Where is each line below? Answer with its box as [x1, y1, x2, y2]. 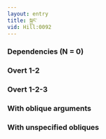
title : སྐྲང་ [7, 17, 37, 24]
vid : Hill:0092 [7, 23, 52, 30]
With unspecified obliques [7, 122, 100, 132]
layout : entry [7, 10, 49, 18]
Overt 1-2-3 [7, 85, 48, 95]
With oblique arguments [7, 104, 92, 114]
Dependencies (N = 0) [7, 47, 84, 56]
